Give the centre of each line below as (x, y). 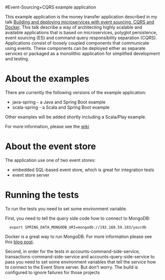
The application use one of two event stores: (50, 160)
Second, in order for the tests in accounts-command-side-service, (73, 251)
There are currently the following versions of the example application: (76, 92)
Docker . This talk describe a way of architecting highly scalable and (74, 27)
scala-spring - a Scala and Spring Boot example (61, 107)
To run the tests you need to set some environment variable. (66, 209)
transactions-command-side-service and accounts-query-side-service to (80, 256)
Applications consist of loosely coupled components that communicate (77, 43)
